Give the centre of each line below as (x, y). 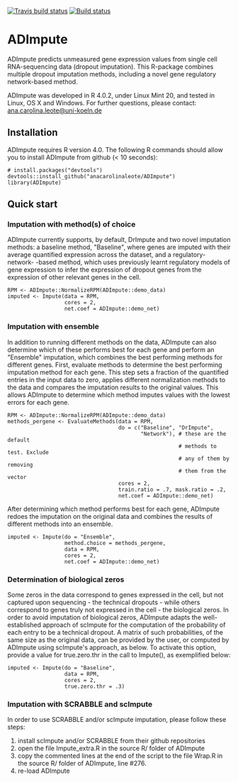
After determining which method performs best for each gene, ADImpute (113, 509)
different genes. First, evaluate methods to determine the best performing (115, 364)
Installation (33, 133)
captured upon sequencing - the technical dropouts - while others (104, 602)
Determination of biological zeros (66, 579)
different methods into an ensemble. (60, 524)
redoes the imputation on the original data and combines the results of (110, 516)
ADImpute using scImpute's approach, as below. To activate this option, (112, 648)
